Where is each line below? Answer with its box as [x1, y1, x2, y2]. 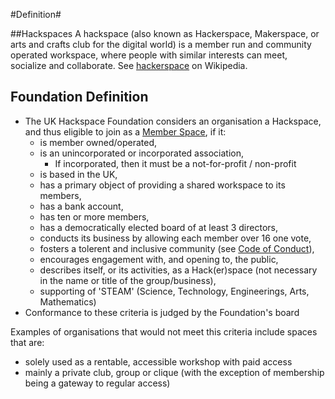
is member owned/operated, [39, 136, 158, 148]
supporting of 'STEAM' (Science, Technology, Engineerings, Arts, [39, 285, 310, 297]
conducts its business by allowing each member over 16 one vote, [39, 232, 312, 244]
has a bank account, [39, 200, 124, 212]
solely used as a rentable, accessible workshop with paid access [24, 355, 293, 368]
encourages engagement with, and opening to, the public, [39, 253, 279, 265]
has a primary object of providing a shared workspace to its [39, 179, 286, 191]
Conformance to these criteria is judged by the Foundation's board [24, 306, 300, 318]
